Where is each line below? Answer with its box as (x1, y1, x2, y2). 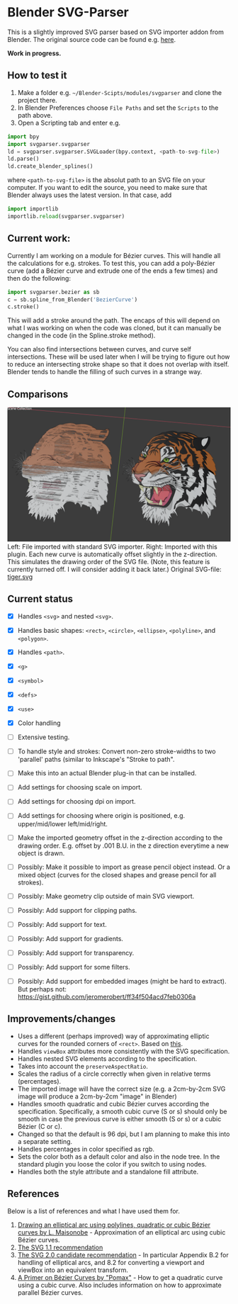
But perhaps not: (17, 985, 67, 994)
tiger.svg (7, 572, 33, 581)
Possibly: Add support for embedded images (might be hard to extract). (17, 977, 227, 985)
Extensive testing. (17, 733, 70, 741)
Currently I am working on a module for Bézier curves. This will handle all (7, 251, 221, 259)
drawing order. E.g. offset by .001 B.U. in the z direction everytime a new (17, 841, 229, 850)
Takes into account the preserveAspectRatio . (17, 1062, 149, 1070)
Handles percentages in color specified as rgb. (17, 1145, 154, 1153)
